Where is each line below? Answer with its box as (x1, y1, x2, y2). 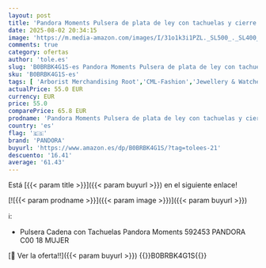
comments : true (8, 41, 59, 49)
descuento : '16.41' (8, 151, 73, 159)
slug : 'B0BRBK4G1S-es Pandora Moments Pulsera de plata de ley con (8, 63, 236, 71)
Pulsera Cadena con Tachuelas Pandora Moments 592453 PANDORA (19, 227, 246, 237)
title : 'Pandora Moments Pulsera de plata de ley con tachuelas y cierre (8, 19, 257, 27)
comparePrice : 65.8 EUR (8, 108, 87, 115)
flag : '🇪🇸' (8, 129, 47, 137)
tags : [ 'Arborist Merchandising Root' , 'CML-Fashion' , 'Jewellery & (8, 77, 236, 85)
